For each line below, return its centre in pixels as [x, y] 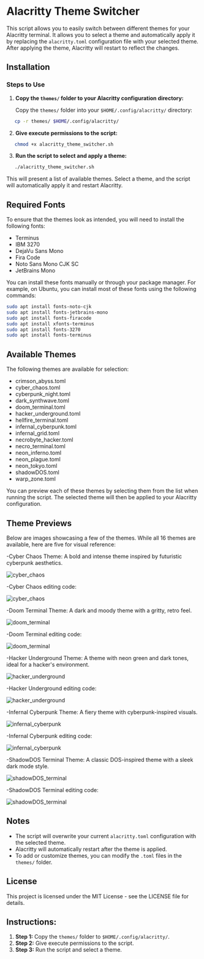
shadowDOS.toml [37, 472]
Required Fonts [36, 205]
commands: [21, 295]
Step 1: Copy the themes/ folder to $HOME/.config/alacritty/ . [92, 937]
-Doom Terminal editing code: [44, 634]
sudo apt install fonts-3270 [43, 330]
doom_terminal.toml [40, 407]
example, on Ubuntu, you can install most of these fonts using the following [101, 289]
